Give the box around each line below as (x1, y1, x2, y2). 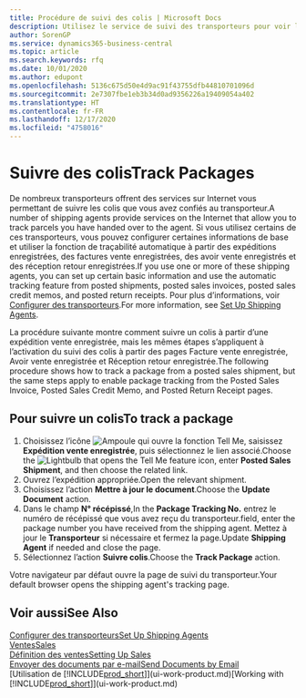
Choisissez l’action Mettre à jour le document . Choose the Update (22, 484, 270, 495)
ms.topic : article (9, 47, 79, 56)
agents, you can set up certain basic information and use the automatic (9, 270, 277, 281)
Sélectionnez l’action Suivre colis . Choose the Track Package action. (22, 551, 280, 562)
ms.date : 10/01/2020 (9, 65, 88, 74)
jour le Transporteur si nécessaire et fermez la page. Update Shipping (22, 532, 287, 543)
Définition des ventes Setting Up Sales (9, 649, 152, 660)
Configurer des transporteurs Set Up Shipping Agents (9, 630, 209, 641)
